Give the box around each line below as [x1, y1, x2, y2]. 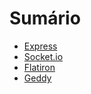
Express [23, 40, 58, 52]
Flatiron [23, 61, 56, 73]
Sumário [9, 7, 81, 30]
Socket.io [23, 50, 64, 62]
